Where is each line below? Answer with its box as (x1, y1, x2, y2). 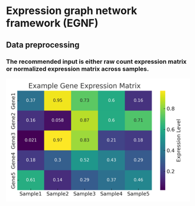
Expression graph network (6, 4, 137, 18)
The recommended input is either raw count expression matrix (6, 57, 187, 66)
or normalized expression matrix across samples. (6, 64, 149, 73)
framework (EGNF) (6, 16, 99, 30)
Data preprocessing (6, 40, 80, 50)
